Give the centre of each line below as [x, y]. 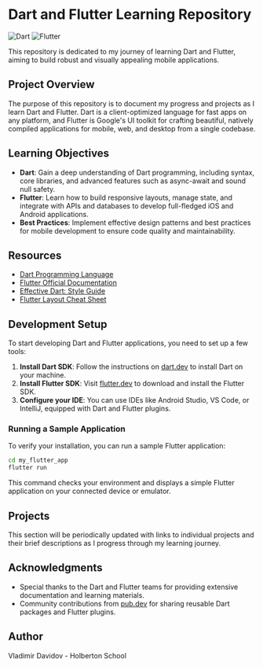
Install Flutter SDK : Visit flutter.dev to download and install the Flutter [132, 384]
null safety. [37, 189]
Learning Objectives [59, 154]
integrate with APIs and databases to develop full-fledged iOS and [126, 205]
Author [26, 637]
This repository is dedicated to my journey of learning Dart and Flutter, [122, 51]
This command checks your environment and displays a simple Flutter [122, 483]
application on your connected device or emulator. [89, 491]
